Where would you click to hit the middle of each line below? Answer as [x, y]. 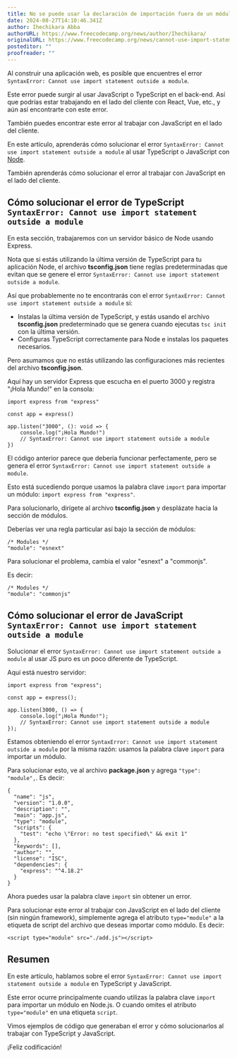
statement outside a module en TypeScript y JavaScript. [90, 984]
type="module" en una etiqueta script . [63, 1012]
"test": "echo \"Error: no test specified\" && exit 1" [104, 834]
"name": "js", [34, 797]
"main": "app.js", [41, 815]
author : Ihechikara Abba [44, 27]
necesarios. [35, 346]
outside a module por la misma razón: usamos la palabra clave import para [116, 749]
